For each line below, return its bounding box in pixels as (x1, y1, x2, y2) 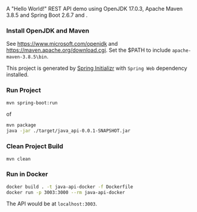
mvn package (6, 122, 36, 128)
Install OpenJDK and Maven (6, 26, 89, 35)
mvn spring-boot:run (6, 99, 58, 106)
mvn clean (6, 156, 31, 162)
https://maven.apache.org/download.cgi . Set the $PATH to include (6, 46, 171, 54)
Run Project (6, 86, 41, 95)
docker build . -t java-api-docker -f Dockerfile (6, 184, 134, 190)
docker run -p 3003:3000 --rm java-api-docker (6, 189, 125, 195)
